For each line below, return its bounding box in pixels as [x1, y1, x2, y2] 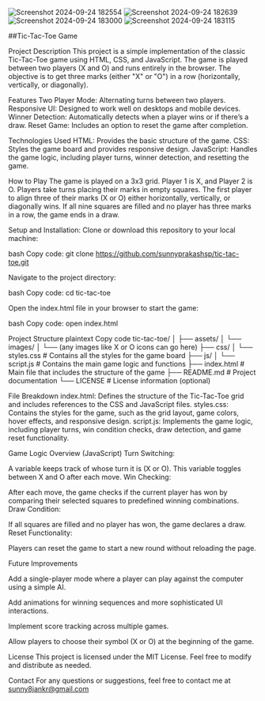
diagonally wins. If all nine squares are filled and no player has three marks [8, 202, 252, 211]
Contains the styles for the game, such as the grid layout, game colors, [8, 408, 240, 417]
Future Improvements [8, 559, 78, 568]
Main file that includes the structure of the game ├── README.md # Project [8, 367, 256, 377]
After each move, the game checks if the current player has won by [8, 488, 228, 497]
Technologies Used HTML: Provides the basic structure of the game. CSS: [8, 136, 250, 145]
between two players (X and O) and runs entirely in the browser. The [8, 63, 232, 73]
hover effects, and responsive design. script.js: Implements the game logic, [8, 416, 253, 426]
